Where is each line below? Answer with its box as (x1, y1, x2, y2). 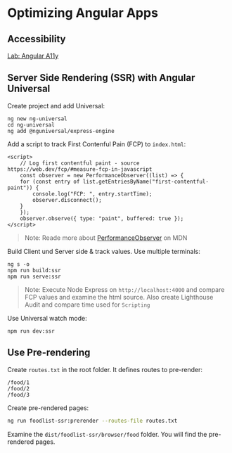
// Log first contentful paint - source (20, 160, 140, 167)
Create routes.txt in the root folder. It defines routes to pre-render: (7, 365, 202, 374)
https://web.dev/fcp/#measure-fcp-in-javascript (7, 165, 153, 173)
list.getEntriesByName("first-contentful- (82, 178, 210, 185)
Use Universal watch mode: (7, 314, 87, 322)
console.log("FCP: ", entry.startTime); (32, 190, 153, 198)
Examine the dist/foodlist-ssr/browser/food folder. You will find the (7, 430, 207, 438)
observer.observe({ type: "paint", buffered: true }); (20, 215, 184, 222)
